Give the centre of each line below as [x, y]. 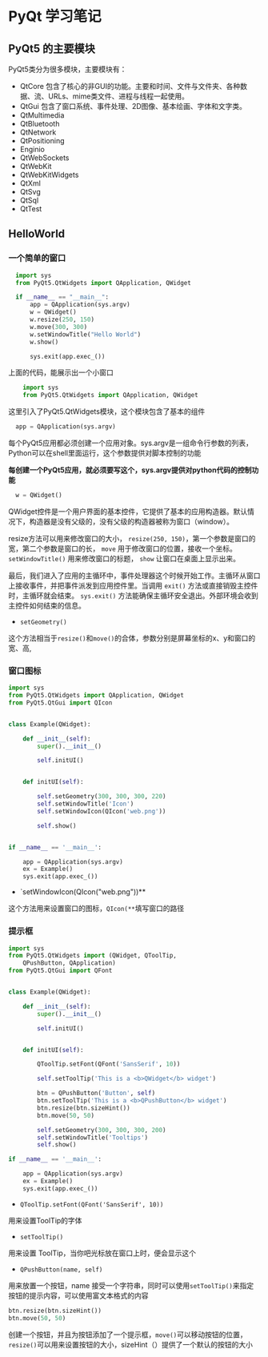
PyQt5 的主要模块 [52, 48]
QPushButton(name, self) [61, 1270]
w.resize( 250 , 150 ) [62, 320]
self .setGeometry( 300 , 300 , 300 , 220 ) [102, 797]
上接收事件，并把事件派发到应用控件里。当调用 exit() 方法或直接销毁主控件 [133, 585]
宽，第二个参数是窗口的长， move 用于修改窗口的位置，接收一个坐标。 [123, 548]
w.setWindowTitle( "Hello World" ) [85, 334]
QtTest [31, 209]
